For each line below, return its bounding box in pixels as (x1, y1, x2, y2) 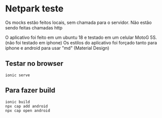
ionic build (5, 99, 30, 105)
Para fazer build (5, 86, 55, 95)
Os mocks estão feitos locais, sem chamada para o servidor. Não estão (5, 19, 152, 25)
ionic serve (5, 73, 30, 78)
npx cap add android (5, 104, 48, 109)
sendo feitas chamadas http (5, 24, 62, 30)
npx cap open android (5, 108, 50, 113)
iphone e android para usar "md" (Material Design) (5, 45, 109, 51)
